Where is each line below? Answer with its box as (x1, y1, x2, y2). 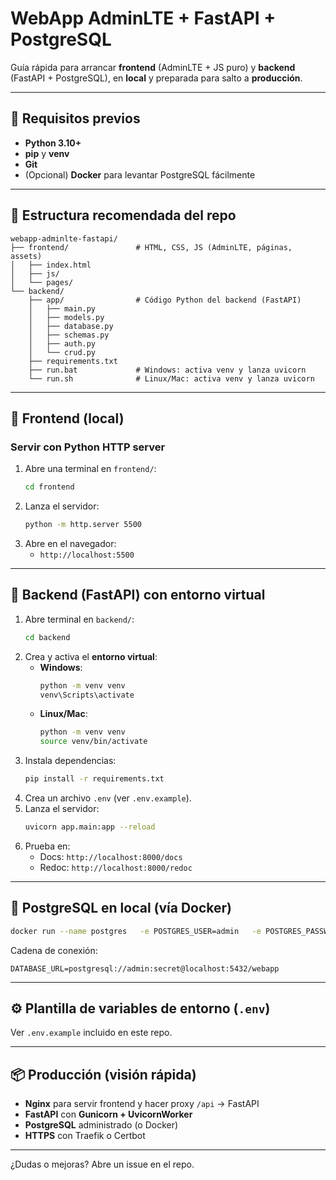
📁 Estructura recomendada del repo (10, 207, 237, 224)
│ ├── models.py (28, 312, 105, 322)
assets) (10, 251, 43, 261)
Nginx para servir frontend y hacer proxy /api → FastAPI (24, 1098, 260, 1110)
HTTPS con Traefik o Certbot (24, 1130, 146, 1142)
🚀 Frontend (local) (10, 410, 125, 427)
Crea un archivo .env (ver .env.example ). (24, 792, 192, 804)
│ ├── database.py (28, 321, 114, 331)
